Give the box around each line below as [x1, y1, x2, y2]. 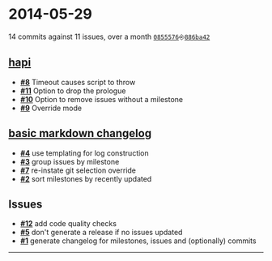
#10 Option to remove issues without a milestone [19, 94, 184, 104]
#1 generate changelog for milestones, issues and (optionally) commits [19, 236, 257, 246]
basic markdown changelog [8, 126, 152, 140]
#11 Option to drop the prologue [19, 86, 126, 96]
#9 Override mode [19, 103, 83, 113]
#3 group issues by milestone [19, 156, 120, 166]
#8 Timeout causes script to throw [19, 77, 136, 87]
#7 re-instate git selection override [19, 165, 136, 175]
